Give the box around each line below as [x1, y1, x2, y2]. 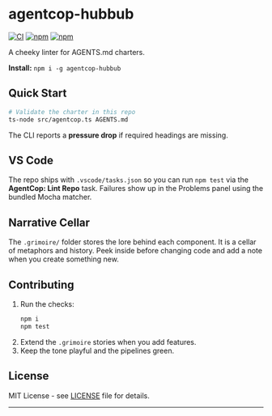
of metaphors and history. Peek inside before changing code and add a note [8, 246, 263, 256]
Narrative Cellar [8, 215, 91, 229]
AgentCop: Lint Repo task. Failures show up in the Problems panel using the [8, 184, 264, 193]
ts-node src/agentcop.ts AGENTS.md [8, 115, 129, 124]
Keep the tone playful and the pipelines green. [19, 346, 175, 355]
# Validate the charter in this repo [8, 108, 136, 116]
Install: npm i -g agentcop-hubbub [8, 62, 121, 73]
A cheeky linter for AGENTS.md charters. [8, 47, 146, 57]
